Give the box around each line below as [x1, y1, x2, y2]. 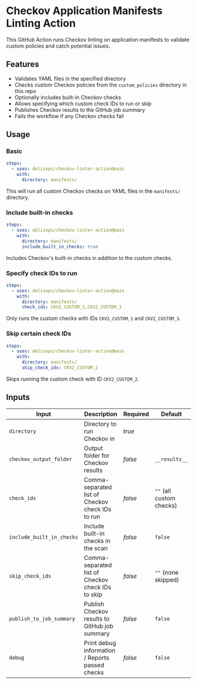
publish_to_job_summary [9, 615, 76, 622]
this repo [14, 87, 36, 95]
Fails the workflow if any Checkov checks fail [14, 112, 124, 119]
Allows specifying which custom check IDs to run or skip [14, 100, 152, 107]
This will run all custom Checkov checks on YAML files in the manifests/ [6, 187, 181, 195]
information [84, 646, 116, 654]
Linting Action [6, 16, 76, 30]
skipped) [154, 575, 179, 583]
